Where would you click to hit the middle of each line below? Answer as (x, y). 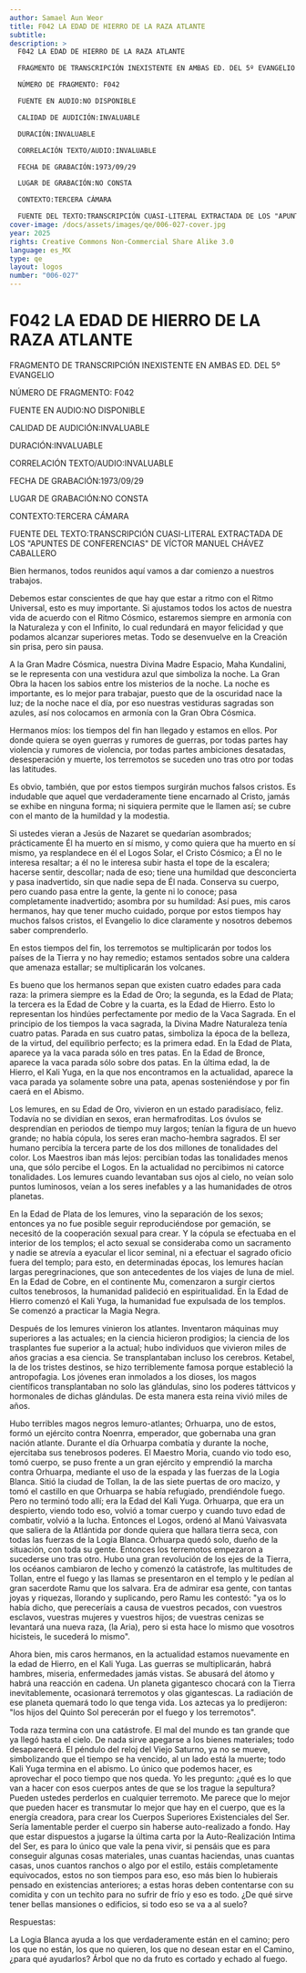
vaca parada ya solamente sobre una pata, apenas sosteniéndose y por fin (149, 1082)
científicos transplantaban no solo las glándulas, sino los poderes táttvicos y (153, 1386)
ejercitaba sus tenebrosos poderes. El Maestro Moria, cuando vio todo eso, (150, 1452)
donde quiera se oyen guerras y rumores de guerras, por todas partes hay (149, 740)
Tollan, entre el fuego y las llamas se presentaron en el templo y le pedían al (152, 1578)
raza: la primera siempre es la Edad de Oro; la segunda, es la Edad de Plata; (152, 994)
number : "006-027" (44, 276)
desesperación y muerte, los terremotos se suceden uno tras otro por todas (152, 759)
